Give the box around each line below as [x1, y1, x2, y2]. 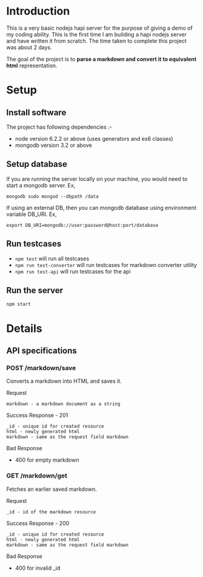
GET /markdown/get [6, 471, 68, 480]
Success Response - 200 [6, 519, 70, 527]
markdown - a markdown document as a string [6, 401, 121, 407]
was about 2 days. [6, 44, 53, 51]
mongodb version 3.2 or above [15, 141, 92, 149]
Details [6, 322, 42, 335]
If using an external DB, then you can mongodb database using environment [6, 204, 197, 211]
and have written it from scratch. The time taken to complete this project [6, 37, 187, 44]
